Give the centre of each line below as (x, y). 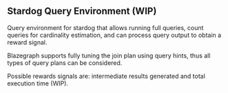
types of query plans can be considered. (65, 63)
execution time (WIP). (38, 83)
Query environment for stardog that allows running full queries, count (105, 27)
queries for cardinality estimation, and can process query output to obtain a (114, 35)
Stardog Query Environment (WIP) (82, 11)
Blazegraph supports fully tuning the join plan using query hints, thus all (109, 55)
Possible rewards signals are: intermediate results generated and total (106, 76)
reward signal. (27, 42)
